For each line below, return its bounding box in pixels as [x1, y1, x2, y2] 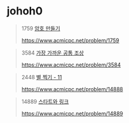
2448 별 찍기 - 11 [21, 73, 62, 80]
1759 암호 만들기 [21, 25, 60, 32]
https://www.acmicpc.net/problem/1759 [21, 37, 119, 44]
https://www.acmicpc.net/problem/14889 [21, 110, 124, 117]
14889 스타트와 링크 [21, 98, 69, 105]
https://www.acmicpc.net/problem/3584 [21, 61, 121, 68]
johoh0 [7, 4, 43, 18]
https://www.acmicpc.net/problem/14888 [21, 85, 124, 92]
